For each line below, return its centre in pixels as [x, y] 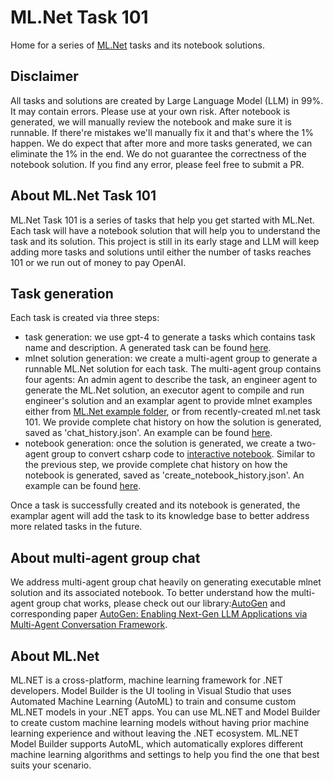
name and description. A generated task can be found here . [148, 348]
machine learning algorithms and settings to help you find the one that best [165, 754]
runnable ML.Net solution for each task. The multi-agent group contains [173, 369]
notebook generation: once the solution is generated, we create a [159, 443]
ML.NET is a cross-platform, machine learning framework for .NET [146, 680]
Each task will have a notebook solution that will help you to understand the [165, 230]
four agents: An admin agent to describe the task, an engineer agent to [171, 380]
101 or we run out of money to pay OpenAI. [98, 262]
